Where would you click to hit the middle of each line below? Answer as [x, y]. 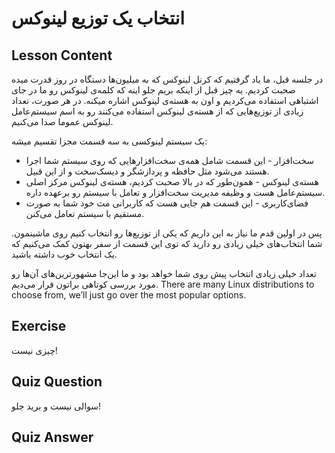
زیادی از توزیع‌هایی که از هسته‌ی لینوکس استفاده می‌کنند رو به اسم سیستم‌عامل [157, 111]
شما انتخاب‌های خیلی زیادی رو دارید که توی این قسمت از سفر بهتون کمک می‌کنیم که [167, 243]
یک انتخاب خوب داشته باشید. [64, 254]
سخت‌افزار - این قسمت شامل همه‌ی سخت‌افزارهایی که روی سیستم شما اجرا [170, 160]
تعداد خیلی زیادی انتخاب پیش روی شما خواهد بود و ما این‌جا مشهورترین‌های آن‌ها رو [164, 273]
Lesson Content [62, 55]
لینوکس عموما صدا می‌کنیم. [62, 121]
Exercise [39, 326]
